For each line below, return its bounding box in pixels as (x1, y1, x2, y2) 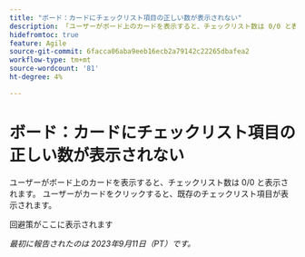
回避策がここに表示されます (9, 219, 113, 230)
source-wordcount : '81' (9, 64, 100, 74)
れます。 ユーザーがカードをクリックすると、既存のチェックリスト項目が (9, 188, 281, 199)
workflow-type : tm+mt (9, 55, 92, 64)
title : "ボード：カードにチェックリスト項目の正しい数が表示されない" (9, 13, 242, 23)
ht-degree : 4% (9, 73, 64, 82)
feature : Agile (9, 38, 67, 48)
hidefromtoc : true (9, 30, 79, 39)
